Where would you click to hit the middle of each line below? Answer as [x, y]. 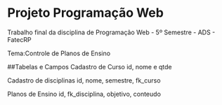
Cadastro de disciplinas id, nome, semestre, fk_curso [84, 80]
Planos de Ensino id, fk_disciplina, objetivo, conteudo [84, 94]
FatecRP [19, 39]
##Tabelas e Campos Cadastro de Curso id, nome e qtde [90, 66]
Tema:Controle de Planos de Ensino [59, 53]
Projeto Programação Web [85, 13]
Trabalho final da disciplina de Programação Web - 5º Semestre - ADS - [111, 32]
